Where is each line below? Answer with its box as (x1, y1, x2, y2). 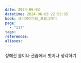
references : (5, 34, 29, 39)
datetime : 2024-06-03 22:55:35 (5, 12, 68, 16)
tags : (5, 30, 16, 34)
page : (5, 20, 16, 26)
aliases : (5, 39, 23, 44)
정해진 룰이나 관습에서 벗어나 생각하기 (5, 52, 77, 58)
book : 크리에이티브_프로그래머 (5, 16, 57, 21)
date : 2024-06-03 (5, 7, 40, 12)
